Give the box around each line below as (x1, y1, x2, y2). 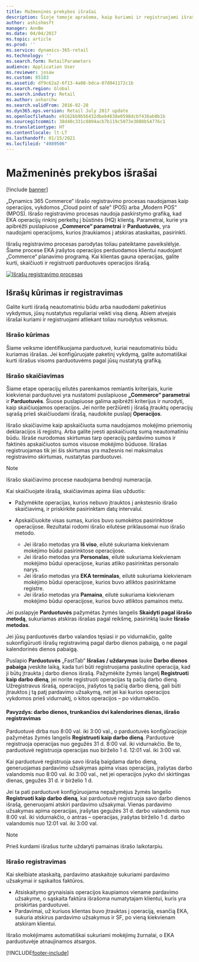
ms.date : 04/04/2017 (6, 31, 57, 37)
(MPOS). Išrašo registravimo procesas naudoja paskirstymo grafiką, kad (6, 210, 182, 217)
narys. (23, 566, 40, 573)
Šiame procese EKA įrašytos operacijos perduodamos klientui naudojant (6, 246, 182, 253)
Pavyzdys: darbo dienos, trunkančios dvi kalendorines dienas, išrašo (6, 708, 180, 715)
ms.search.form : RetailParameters (6, 58, 92, 64)
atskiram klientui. (14, 920, 57, 927)
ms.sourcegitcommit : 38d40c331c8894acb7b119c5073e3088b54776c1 (6, 119, 166, 125)
